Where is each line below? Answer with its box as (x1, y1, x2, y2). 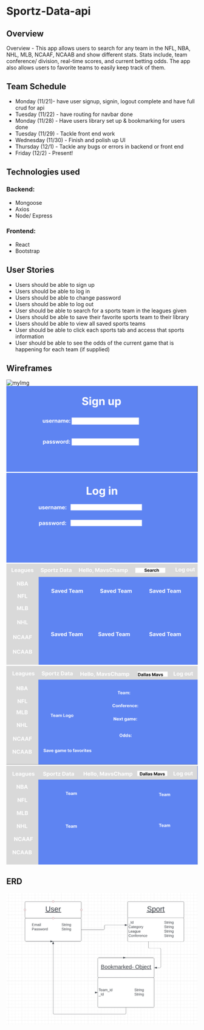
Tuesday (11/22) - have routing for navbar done (15, 111, 134, 118)
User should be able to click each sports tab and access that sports (15, 326, 185, 334)
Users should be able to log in (15, 287, 90, 295)
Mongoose (15, 199, 42, 206)
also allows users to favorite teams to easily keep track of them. (6, 64, 166, 71)
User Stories (6, 265, 55, 275)
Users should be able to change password (15, 294, 121, 301)
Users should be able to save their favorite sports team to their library (15, 313, 189, 320)
